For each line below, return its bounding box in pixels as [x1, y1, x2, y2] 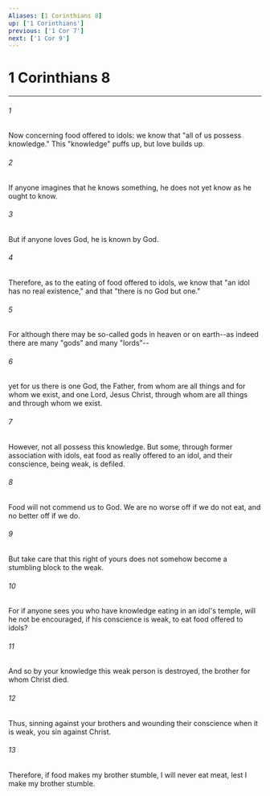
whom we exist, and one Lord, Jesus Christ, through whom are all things [8, 390, 247, 400]
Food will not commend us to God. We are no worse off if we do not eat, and [8, 502, 261, 511]
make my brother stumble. [8, 778, 96, 788]
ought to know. [8, 191, 58, 201]
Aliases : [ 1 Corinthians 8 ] [8, 11, 103, 20]
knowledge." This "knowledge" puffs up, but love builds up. [8, 139, 205, 149]
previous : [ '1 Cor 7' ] [8, 27, 84, 35]
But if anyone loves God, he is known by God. [8, 234, 159, 244]
